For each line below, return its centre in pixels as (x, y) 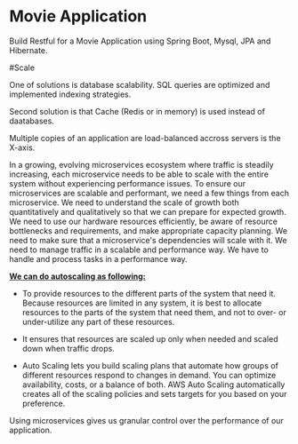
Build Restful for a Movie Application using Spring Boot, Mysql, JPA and (140, 41)
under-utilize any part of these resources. (98, 321)
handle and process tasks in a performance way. (99, 258)
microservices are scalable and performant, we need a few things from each (149, 193)
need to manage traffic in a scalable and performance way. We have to (139, 250)
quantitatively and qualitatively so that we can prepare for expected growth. (148, 211)
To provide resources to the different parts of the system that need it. (149, 293)
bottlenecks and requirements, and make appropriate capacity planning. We (148, 230)
